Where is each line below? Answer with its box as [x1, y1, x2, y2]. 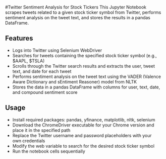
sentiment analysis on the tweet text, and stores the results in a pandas [5, 15, 151, 20]
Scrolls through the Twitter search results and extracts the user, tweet [12, 63, 155, 69]
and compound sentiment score [12, 89, 78, 95]
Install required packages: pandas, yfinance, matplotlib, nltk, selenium [12, 117, 156, 122]
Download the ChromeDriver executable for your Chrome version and [12, 122, 155, 128]
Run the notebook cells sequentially [12, 148, 86, 154]
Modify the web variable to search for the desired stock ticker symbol [12, 143, 155, 149]
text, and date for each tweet [12, 68, 72, 74]
